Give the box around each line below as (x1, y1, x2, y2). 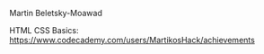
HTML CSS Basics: (9, 25, 79, 35)
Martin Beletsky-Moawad (9, 8, 103, 18)
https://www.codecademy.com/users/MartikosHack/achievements (9, 35, 256, 45)
